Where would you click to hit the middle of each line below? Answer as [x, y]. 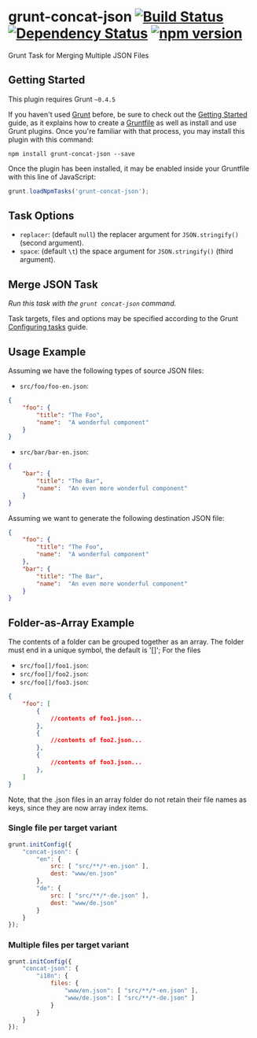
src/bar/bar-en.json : [54, 452]
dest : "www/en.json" [84, 874]
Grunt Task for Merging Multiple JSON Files [79, 55]
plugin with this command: [51, 139]
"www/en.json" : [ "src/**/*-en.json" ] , [131, 991]
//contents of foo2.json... [96, 741]
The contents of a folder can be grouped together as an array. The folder [126, 642]
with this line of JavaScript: [52, 176]
